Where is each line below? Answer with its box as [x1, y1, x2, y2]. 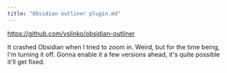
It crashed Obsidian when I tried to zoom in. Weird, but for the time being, [7, 42, 220, 51]
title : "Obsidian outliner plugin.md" [7, 10, 121, 17]
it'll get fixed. [7, 57, 45, 66]
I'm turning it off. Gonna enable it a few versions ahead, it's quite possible [7, 50, 220, 58]
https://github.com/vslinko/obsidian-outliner [7, 29, 136, 38]
